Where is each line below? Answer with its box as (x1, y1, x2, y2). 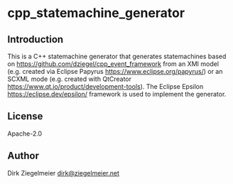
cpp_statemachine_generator (7, 5, 185, 21)
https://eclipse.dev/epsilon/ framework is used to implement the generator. (7, 90, 227, 98)
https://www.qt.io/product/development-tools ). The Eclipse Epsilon (7, 82, 204, 90)
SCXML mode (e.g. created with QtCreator (7, 75, 131, 83)
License (7, 110, 43, 122)
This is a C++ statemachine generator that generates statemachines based (7, 52, 227, 60)
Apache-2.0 (7, 129, 43, 138)
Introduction (7, 33, 64, 45)
